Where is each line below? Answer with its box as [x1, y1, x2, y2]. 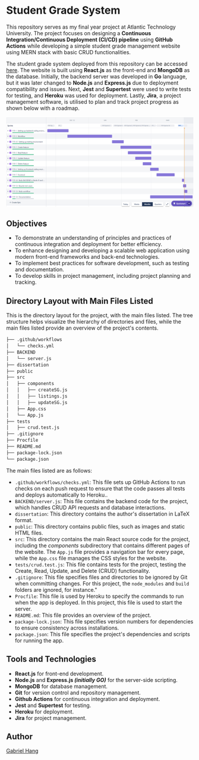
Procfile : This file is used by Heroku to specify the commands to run [14, 593, 184, 600]
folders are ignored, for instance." [14, 586, 97, 593]
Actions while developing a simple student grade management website [6, 42, 181, 49]
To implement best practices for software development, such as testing [14, 260, 189, 267]
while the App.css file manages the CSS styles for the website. [14, 554, 168, 562]
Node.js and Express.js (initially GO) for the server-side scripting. [14, 676, 178, 683]
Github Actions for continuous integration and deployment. [14, 695, 160, 702]
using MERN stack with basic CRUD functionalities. [6, 48, 131, 55]
